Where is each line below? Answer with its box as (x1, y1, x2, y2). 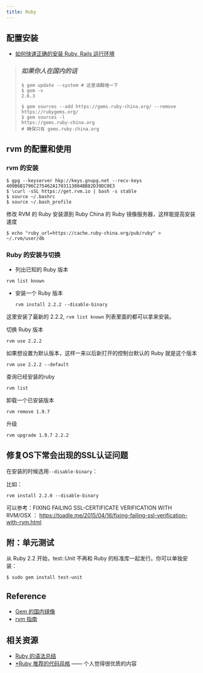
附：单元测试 (6, 537, 55, 548)
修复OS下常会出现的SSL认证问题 (6, 450, 128, 461)
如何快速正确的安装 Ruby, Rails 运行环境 (15, 50, 115, 58)
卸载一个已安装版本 (6, 396, 55, 404)
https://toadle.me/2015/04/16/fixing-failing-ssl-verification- (39, 511, 188, 519)
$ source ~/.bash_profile (6, 199, 72, 205)
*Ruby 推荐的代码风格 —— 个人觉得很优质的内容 (15, 660, 138, 667)
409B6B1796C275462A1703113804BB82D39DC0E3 (6, 183, 115, 189)
